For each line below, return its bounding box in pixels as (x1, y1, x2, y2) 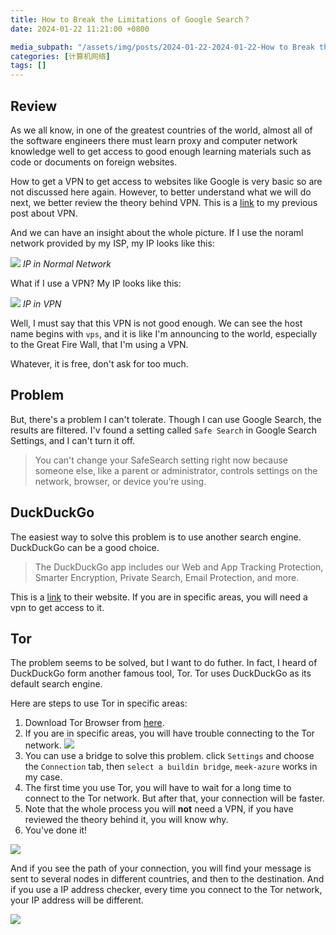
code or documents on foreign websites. (10, 156, 178, 168)
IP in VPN (22, 297, 62, 310)
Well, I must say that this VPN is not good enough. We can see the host (10, 317, 303, 329)
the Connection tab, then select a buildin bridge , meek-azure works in (24, 761, 318, 773)
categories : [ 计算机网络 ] (10, 51, 111, 61)
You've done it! (24, 824, 88, 836)
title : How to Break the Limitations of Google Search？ (10, 14, 252, 25)
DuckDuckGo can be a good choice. (10, 541, 160, 553)
